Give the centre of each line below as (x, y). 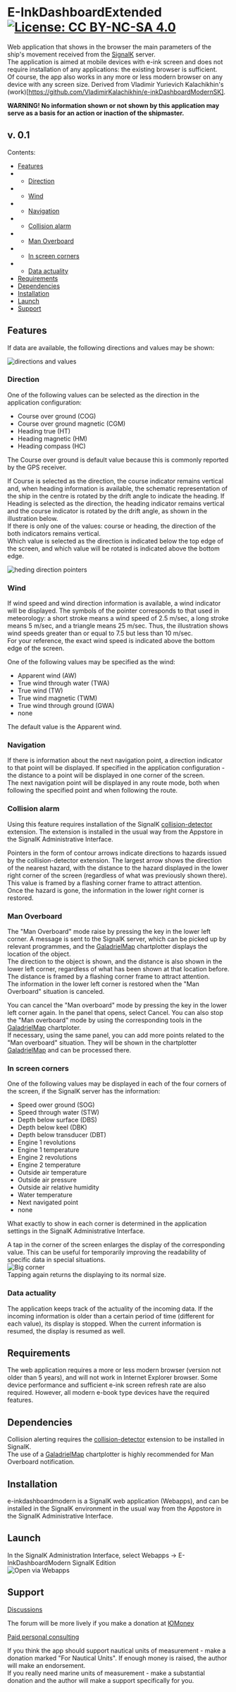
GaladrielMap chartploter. (44, 1028)
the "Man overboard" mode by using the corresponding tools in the (105, 1020)
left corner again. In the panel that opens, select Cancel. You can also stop (116, 1013)
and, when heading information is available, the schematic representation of (118, 488)
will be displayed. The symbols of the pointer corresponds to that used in (113, 611)
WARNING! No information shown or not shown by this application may (113, 105)
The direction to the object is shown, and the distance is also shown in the (115, 961)
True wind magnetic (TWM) (57, 698)
